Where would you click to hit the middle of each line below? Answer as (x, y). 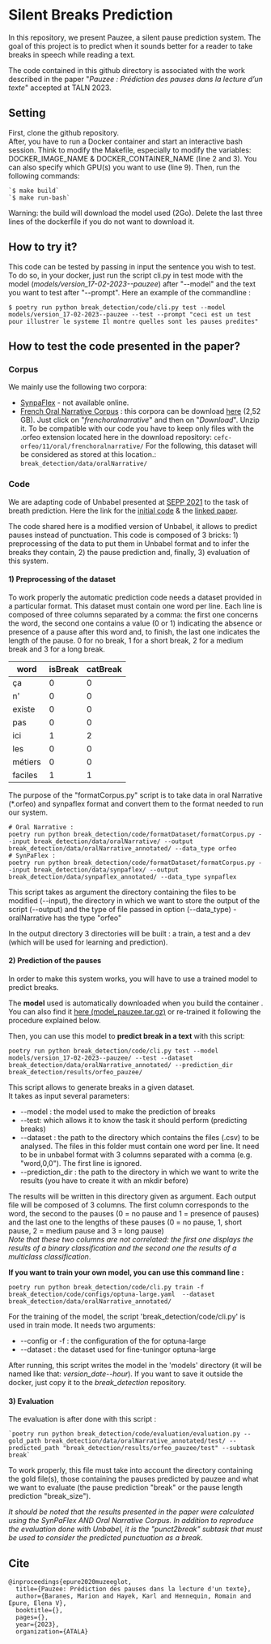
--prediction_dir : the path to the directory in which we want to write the (139, 1172)
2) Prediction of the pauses (55, 961)
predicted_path (34, 1448)
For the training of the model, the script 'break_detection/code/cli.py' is (127, 1316)
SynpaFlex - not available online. (74, 402)
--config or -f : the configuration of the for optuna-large (113, 1341)
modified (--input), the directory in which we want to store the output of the (134, 900)
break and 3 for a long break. (57, 649)
